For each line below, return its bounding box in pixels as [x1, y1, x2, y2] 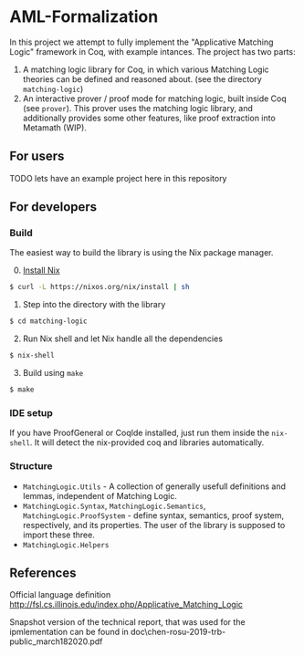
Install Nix [22, 265, 61, 276]
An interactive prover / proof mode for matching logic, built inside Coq [22, 93, 288, 104]
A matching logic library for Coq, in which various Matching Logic [22, 64, 269, 75]
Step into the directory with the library [22, 299, 166, 310]
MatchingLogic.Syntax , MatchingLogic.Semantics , [22, 500, 206, 511]
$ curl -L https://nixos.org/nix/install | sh [9, 283, 190, 292]
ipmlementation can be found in [9, 627, 130, 638]
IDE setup [9, 406, 53, 419]
